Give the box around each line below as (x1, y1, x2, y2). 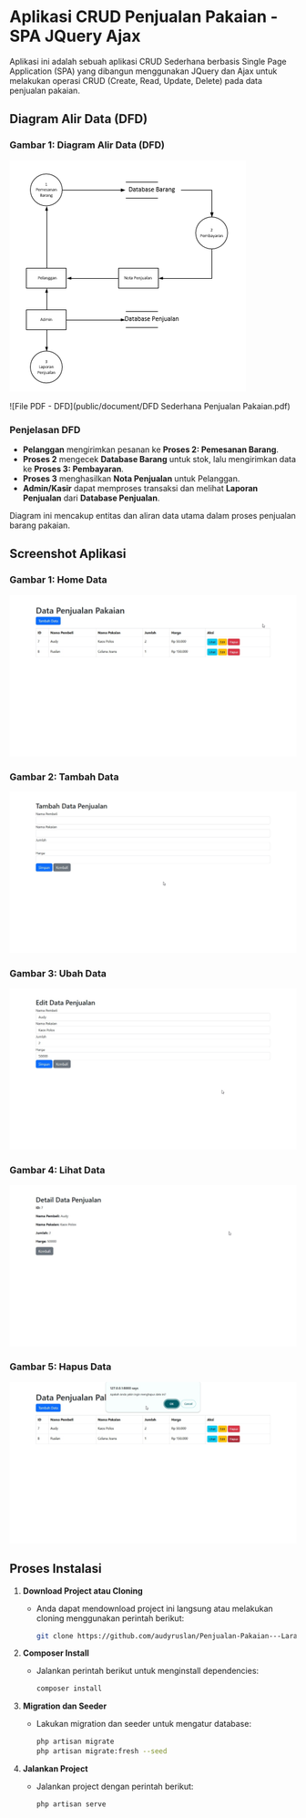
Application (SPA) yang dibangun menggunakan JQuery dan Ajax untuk (9, 66, 278, 77)
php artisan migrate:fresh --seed (36, 1747, 168, 1756)
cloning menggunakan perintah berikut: (36, 1612, 185, 1624)
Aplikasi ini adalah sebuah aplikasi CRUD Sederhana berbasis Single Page (9, 56, 287, 67)
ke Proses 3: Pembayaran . (22, 463, 125, 474)
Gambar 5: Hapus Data (9, 1360, 112, 1373)
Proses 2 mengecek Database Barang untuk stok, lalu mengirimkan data (22, 453, 297, 464)
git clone (36, 1631, 75, 1640)
